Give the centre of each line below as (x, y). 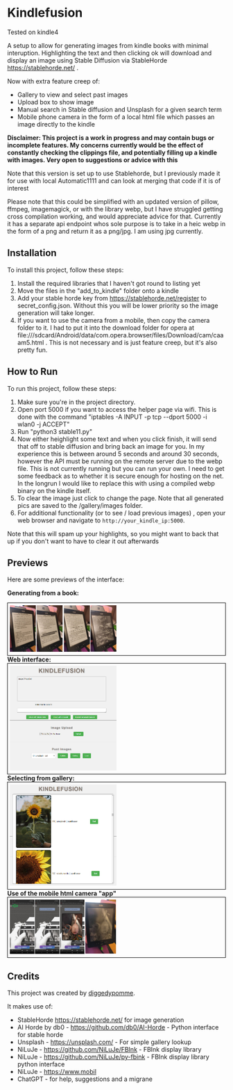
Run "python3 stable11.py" (54, 431)
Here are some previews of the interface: (66, 579)
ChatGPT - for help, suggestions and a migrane (85, 1079)
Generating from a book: (43, 593)
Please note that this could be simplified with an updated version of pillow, (113, 201)
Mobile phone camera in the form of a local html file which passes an (116, 117)
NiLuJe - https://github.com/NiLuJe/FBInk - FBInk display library (109, 1049)
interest (18, 188)
